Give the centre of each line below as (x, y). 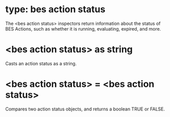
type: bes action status (56, 9)
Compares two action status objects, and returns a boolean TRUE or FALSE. (85, 109)
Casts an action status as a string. (41, 63)
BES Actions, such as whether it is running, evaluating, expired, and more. (83, 28)
